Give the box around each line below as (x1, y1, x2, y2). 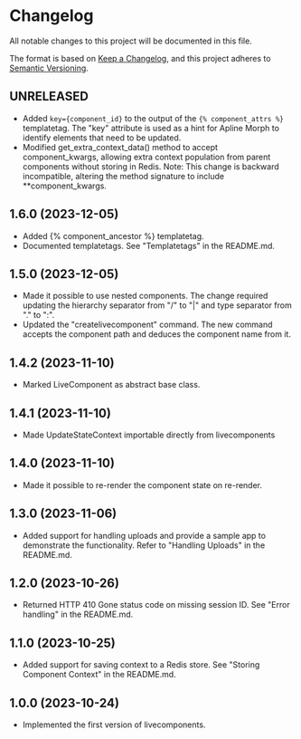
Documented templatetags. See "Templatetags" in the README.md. (22, 240, 276, 251)
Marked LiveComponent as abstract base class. (22, 379, 201, 390)
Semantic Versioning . (9, 62, 89, 73)
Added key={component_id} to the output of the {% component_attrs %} (22, 112, 285, 123)
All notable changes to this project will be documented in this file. (9, 35, 253, 46)
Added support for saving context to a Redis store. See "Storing (22, 659, 260, 670)
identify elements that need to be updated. (22, 132, 182, 143)
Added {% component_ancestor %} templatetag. (22, 230, 205, 241)
